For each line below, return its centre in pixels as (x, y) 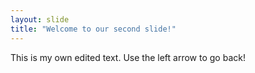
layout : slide (40, 19)
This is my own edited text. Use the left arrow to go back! (128, 57)
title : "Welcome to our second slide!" (93, 29)
